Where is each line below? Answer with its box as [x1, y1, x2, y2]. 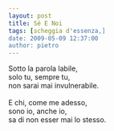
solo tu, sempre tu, [8, 72, 71, 82]
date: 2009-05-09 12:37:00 [8, 34, 99, 43]
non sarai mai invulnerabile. [8, 81, 100, 91]
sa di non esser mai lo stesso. [8, 115, 107, 125]
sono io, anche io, [8, 106, 67, 117]
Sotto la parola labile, [8, 63, 78, 73]
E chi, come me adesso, [8, 98, 88, 108]
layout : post [8, 11, 52, 20]
